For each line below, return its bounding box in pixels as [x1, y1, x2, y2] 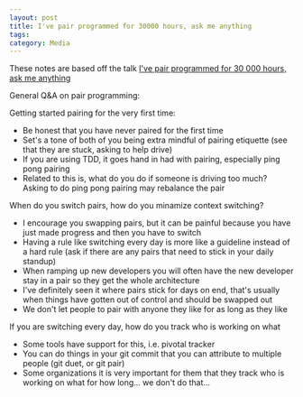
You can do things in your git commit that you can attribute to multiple [22, 348, 282, 359]
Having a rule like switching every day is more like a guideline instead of [22, 236, 290, 248]
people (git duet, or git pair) [22, 358, 125, 369]
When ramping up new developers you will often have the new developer [22, 265, 294, 276]
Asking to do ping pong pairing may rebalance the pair [22, 182, 225, 194]
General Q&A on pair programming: [9, 90, 141, 101]
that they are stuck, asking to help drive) [22, 144, 173, 155]
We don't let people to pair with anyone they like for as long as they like [22, 304, 289, 315]
